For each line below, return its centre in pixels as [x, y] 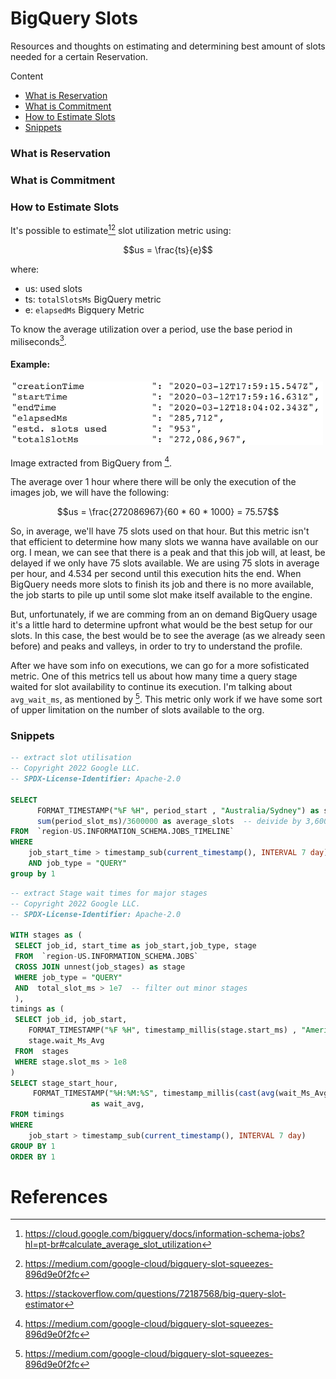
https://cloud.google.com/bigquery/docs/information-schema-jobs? [164, 1234]
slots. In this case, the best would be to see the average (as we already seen [168, 636]
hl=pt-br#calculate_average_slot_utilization [113, 1244]
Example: [30, 364]
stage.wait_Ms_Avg [66, 1041]
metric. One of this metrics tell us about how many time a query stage [154, 676]
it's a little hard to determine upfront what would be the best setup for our [161, 625]
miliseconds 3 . [38, 340]
